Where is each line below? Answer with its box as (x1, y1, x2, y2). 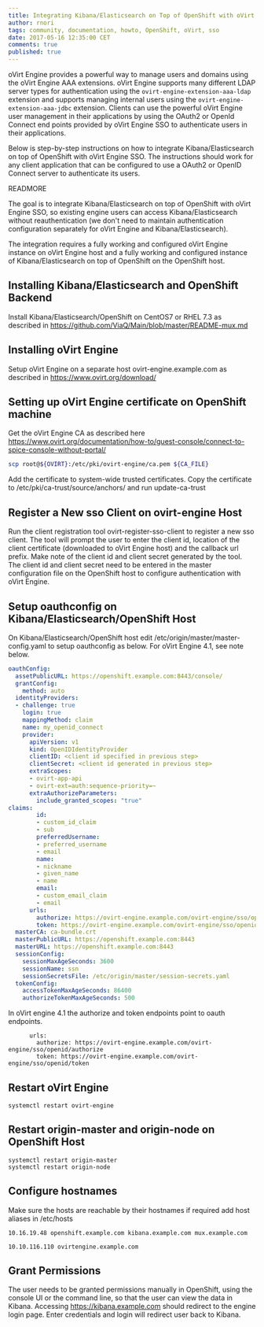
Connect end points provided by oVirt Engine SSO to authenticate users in (8, 120, 247, 129)
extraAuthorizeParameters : (28, 789, 118, 797)
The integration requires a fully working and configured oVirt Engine (8, 239, 229, 249)
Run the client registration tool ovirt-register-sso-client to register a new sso (8, 527, 255, 536)
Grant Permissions (8, 1264, 101, 1277)
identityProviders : (15, 694, 79, 702)
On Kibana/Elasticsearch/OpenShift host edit (8, 633, 153, 642)
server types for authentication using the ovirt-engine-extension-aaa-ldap (8, 87, 251, 95)
